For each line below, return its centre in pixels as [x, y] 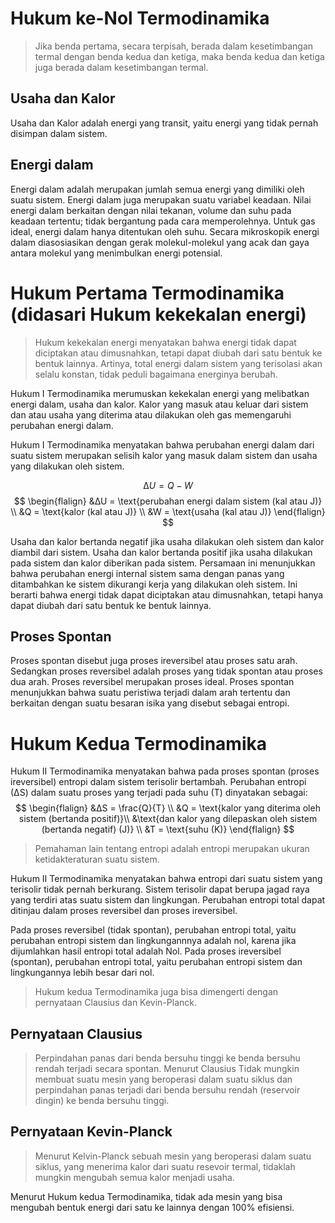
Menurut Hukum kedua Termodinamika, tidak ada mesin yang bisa [146, 1196]
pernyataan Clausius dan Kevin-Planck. [116, 1003]
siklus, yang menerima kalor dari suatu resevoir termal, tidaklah [165, 1166]
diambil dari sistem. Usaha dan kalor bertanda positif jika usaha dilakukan [161, 552]
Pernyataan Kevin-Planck [91, 1132]
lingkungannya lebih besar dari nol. [82, 973]
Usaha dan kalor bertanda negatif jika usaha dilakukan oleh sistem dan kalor [167, 541]
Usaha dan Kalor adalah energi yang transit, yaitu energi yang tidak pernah [164, 123]
